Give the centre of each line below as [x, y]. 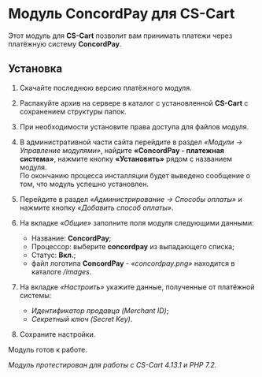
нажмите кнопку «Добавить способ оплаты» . [96, 207]
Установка [35, 69]
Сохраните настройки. [57, 334]
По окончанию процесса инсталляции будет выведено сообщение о [135, 175]
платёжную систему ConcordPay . [65, 43]
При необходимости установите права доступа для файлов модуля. [134, 126]
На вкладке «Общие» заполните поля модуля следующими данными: [137, 222]
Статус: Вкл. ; [54, 255]
